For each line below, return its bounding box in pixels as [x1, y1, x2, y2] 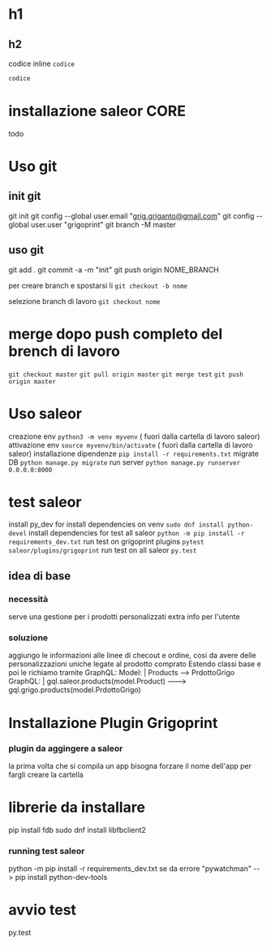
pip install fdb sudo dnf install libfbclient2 [8, 825, 146, 834]
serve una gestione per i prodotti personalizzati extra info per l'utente [8, 612, 241, 622]
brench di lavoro [8, 342, 120, 360]
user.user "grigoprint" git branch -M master [31, 219, 177, 229]
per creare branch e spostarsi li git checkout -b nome [8, 280, 188, 290]
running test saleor [8, 845, 85, 856]
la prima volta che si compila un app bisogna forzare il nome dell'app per [8, 761, 252, 770]
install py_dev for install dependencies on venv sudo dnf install [8, 519, 225, 529]
